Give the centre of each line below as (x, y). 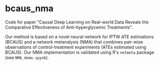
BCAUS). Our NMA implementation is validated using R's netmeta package (80, 52)
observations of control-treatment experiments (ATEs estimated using (76, 47)
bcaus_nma (29, 9)
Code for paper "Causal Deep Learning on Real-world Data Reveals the (77, 22)
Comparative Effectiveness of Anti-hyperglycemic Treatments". (69, 27)
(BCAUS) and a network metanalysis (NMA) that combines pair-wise (74, 42)
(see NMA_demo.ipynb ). (27, 57)
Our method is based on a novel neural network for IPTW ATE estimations (79, 37)
